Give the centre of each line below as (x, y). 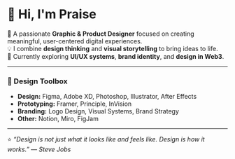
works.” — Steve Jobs (39, 149)
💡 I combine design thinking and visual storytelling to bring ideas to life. (113, 48)
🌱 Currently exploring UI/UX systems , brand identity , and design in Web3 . (116, 56)
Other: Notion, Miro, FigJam (58, 119)
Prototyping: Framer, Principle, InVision (74, 104)
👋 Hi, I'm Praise (52, 14)
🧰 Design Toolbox (37, 81)
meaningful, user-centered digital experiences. (75, 41)
